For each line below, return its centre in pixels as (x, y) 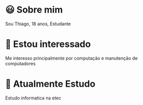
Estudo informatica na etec (33, 98)
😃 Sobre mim (34, 10)
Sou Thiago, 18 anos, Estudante (38, 24)
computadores (20, 63)
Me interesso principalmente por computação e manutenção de (71, 58)
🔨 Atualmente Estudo (50, 84)
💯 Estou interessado (48, 44)
